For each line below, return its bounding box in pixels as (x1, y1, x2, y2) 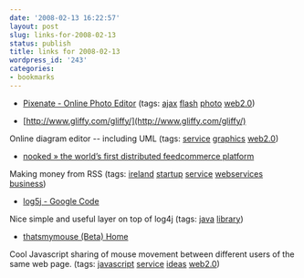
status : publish (9, 38, 71, 48)
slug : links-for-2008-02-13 (9, 30, 117, 39)
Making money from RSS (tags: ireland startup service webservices (9, 168, 263, 179)
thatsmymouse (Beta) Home (22, 231, 129, 242)
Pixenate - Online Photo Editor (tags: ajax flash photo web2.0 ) (22, 98, 256, 108)
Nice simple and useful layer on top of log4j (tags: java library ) (9, 213, 244, 224)
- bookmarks (9, 73, 55, 82)
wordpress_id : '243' (9, 56, 89, 65)
